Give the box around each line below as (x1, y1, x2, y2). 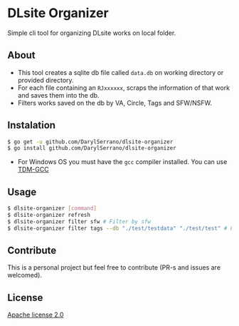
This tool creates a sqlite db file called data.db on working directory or (17, 68, 224, 76)
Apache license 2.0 (7, 310, 64, 319)
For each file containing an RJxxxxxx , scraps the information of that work (17, 83, 230, 92)
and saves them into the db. (17, 91, 100, 99)
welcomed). (7, 271, 43, 280)
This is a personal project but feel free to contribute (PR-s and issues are (7, 263, 221, 272)
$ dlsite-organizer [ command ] (7, 205, 97, 212)
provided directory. (17, 76, 74, 84)
